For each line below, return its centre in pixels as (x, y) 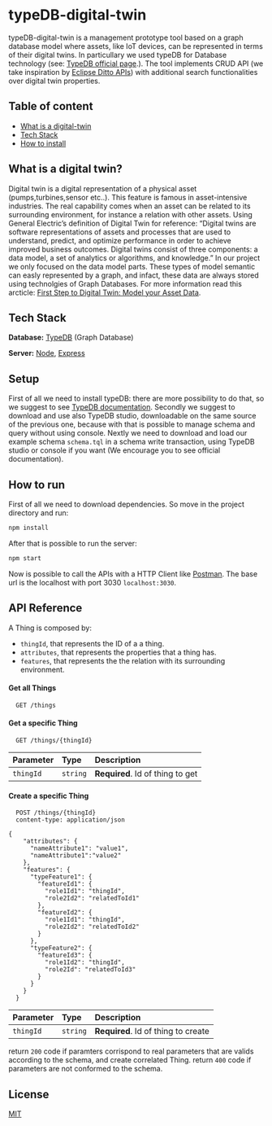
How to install (43, 143)
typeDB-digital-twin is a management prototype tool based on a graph (126, 37)
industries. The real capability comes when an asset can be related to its (130, 206)
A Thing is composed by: (50, 628)
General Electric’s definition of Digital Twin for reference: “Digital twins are (132, 223)
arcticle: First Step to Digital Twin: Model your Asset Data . (105, 292)
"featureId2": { (65, 913)
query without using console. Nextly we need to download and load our (128, 433)
